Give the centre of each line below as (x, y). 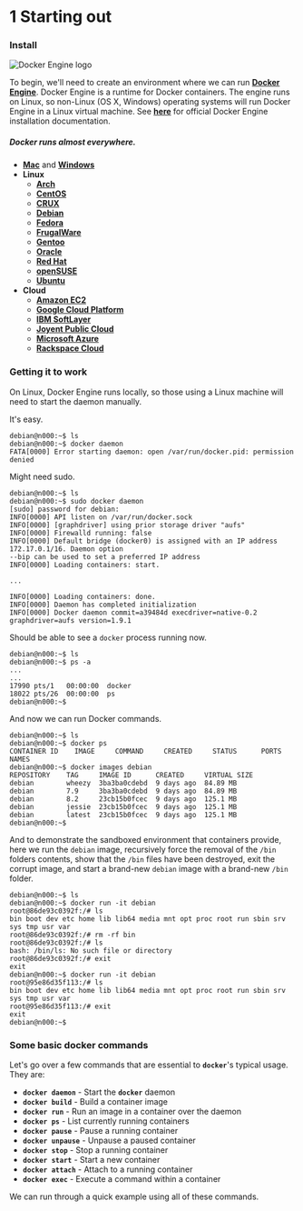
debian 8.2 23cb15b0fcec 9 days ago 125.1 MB (123, 799)
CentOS (51, 194)
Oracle (49, 252)
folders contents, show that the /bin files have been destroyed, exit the (142, 859)
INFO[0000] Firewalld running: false (81, 533)
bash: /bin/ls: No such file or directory (91, 951)
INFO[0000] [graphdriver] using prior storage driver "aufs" (127, 525)
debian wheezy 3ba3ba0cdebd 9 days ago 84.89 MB (123, 783)
